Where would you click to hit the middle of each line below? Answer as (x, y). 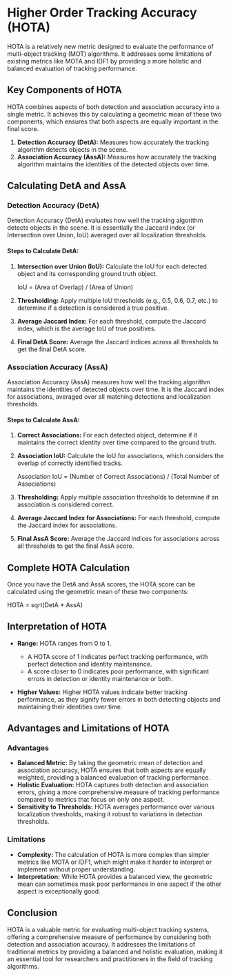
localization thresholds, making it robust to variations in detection (110, 814)
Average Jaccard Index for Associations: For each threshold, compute (119, 518)
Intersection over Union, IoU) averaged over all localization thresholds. (107, 235)
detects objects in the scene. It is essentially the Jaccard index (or (101, 228)
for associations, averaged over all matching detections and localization (109, 396)
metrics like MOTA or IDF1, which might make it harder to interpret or (114, 862)
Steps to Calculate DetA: (43, 251)
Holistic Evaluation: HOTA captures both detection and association (113, 785)
